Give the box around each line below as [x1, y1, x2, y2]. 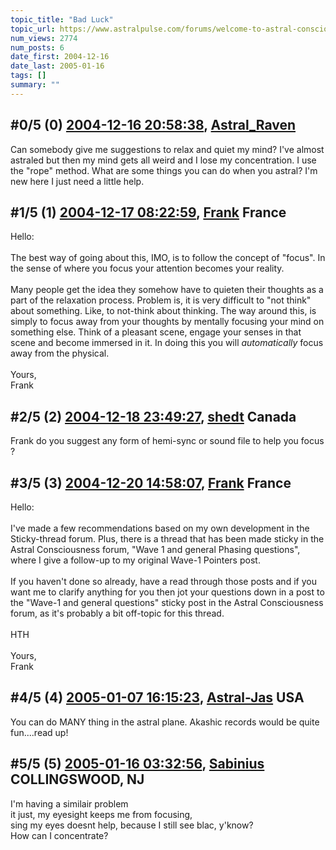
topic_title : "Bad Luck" [10, 14, 114, 25]
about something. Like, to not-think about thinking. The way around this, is [10, 305, 317, 317]
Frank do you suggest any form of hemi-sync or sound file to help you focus [10, 435, 325, 447]
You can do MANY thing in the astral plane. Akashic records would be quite [10, 716, 320, 728]
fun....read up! [10, 726, 69, 738]
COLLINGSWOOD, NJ [10, 771, 145, 788]
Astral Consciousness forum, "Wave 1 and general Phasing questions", [10, 544, 301, 555]
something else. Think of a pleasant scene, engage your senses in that [10, 326, 302, 338]
